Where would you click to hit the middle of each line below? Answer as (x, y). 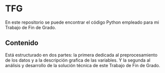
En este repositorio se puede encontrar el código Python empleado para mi (82, 22)
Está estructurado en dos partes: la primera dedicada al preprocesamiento (81, 55)
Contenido (22, 43)
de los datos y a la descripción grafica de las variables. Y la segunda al (78, 60)
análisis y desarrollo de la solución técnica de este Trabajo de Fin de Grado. (83, 65)
